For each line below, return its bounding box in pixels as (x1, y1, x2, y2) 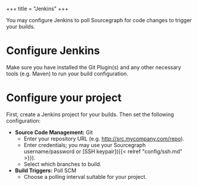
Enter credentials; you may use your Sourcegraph (23, 141, 146, 148)
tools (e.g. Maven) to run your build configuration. (6, 70, 129, 77)
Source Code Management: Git (14, 129, 94, 136)
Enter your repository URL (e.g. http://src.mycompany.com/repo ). (23, 135, 185, 142)
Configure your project (6, 91, 122, 105)
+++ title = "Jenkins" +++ (6, 5, 69, 12)
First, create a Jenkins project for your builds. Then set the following (6, 111, 174, 118)
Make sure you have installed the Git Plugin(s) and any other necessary (6, 63, 181, 71)
